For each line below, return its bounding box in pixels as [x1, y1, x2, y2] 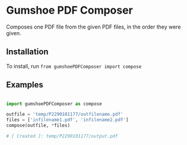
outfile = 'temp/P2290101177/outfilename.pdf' [6, 111, 123, 118]
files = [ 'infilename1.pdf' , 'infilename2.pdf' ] [6, 117, 129, 123]
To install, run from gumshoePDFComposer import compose [6, 62, 142, 70]
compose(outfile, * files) [6, 122, 70, 128]
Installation [6, 47, 49, 57]
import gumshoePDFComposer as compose [6, 100, 102, 107]
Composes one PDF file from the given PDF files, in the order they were [6, 23, 181, 30]
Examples [6, 80, 43, 90]
